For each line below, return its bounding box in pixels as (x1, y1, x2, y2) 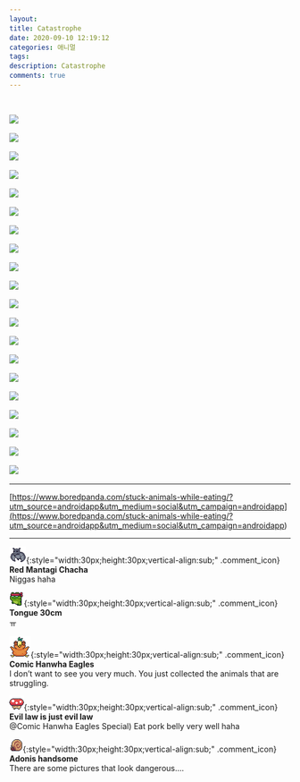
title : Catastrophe (9, 23, 82, 33)
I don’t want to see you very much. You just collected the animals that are (9, 667, 279, 679)
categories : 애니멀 (9, 43, 76, 52)
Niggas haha (9, 574, 56, 584)
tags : (9, 52, 29, 62)
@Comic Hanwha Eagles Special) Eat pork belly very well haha (9, 720, 240, 731)
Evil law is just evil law (9, 711, 94, 722)
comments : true (9, 72, 66, 81)
